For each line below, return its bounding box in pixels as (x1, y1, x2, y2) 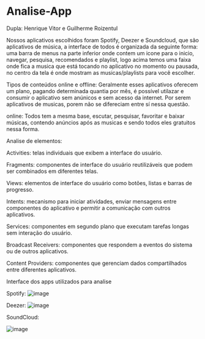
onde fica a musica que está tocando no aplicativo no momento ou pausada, (6, 63, 199, 70)
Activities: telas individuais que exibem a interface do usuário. (6, 149, 163, 156)
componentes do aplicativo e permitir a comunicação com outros (6, 204, 171, 211)
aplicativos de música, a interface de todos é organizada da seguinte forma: (6, 43, 198, 50)
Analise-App (6, 4, 72, 18)
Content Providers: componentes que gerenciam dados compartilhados (6, 259, 187, 267)
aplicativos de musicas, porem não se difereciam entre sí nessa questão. (6, 100, 190, 108)
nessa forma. (6, 125, 40, 132)
